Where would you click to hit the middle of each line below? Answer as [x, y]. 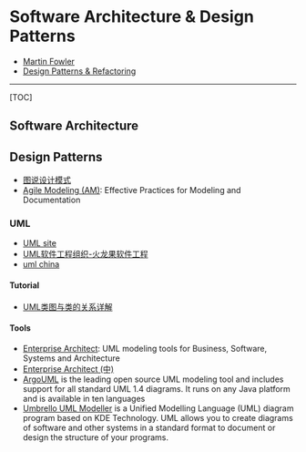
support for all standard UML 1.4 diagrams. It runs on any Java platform [157, 388]
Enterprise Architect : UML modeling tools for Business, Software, [145, 348]
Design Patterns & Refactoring [79, 71]
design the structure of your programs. [95, 437]
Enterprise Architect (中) [68, 369]
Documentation [51, 200]
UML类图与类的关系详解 [67, 306]
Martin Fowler [49, 61]
